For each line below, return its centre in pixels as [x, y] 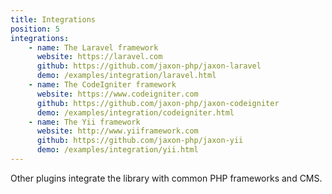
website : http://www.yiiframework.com [117, 131]
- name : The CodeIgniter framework [102, 85]
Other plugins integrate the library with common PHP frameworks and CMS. [166, 178]
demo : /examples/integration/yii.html [117, 150]
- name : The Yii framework [84, 122]
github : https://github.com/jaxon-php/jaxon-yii [140, 141]
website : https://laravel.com [99, 57]
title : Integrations [53, 19]
